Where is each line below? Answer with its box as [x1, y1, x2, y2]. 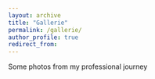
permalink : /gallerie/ [8, 26, 82, 34]
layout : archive [8, 11, 61, 20]
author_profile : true [8, 33, 79, 41]
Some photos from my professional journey [8, 62, 148, 71]
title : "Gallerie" [8, 19, 68, 27]
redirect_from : [8, 41, 58, 48]
